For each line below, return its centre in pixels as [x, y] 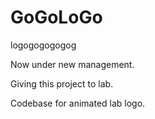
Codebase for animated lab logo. [78, 103]
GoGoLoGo [56, 17]
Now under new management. [72, 64]
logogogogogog [43, 45]
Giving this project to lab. [62, 83]
